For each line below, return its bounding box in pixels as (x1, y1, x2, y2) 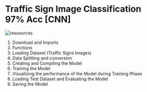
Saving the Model (12, 81, 48, 87)
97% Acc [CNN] (5, 14, 71, 25)
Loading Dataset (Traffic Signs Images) (12, 50, 92, 56)
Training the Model (12, 65, 51, 71)
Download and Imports (12, 39, 59, 45)
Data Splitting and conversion (12, 55, 72, 61)
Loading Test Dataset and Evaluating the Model (12, 76, 108, 82)
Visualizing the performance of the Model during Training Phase (12, 70, 143, 76)
